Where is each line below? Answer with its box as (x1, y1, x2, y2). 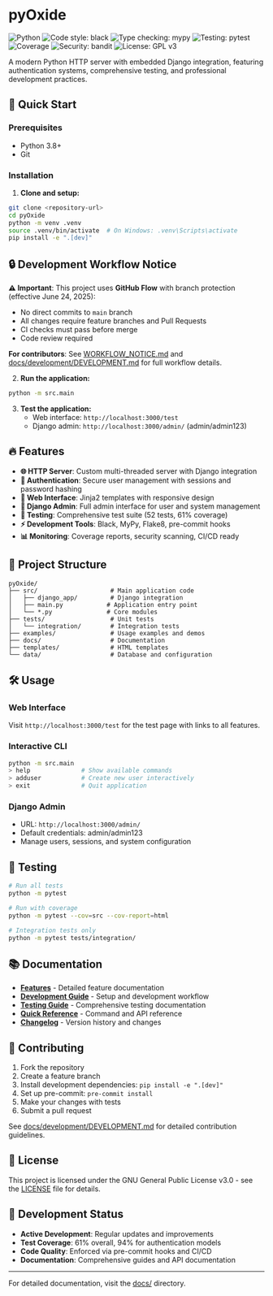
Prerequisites (8, 122, 63, 133)
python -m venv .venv (8, 219, 82, 227)
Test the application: (19, 404, 92, 414)
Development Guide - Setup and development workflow (19, 991, 210, 1001)
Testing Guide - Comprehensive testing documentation (19, 1000, 206, 1010)
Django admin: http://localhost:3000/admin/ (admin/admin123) (32, 421, 248, 431)
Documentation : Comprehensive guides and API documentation (19, 1255, 236, 1264)
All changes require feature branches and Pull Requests (19, 316, 207, 326)
